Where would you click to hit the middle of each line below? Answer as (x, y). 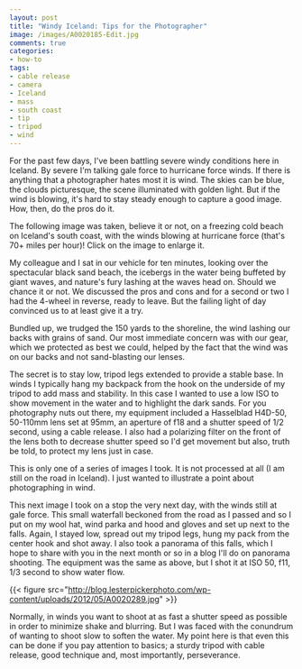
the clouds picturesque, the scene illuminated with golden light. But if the (145, 189)
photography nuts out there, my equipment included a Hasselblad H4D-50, (148, 412)
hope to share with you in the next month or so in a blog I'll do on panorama (150, 553)
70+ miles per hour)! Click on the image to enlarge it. (107, 245)
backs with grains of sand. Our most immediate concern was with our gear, (149, 337)
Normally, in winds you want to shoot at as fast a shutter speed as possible (148, 616)
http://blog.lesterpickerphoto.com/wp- (139, 589)
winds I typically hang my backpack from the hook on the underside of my (147, 383)
